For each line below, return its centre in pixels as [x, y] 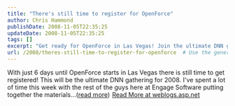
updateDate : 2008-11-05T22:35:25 [56, 33]
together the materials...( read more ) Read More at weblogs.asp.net [104, 94]
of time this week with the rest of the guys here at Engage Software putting [115, 87]
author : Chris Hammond [40, 20]
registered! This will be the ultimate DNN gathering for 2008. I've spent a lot [116, 79]
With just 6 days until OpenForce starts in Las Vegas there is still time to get [116, 72]
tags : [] [20, 40]
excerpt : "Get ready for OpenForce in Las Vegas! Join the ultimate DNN [115, 46]
